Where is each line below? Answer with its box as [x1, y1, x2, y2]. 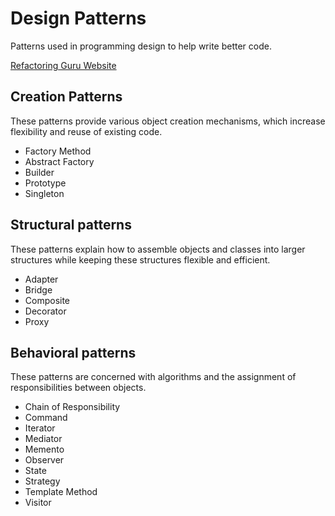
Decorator [24, 305, 67, 317]
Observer [24, 454, 65, 466]
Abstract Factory [24, 155, 95, 167]
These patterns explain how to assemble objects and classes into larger [10, 243, 306, 255]
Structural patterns [10, 217, 132, 234]
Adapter [24, 273, 59, 285]
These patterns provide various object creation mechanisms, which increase [10, 115, 326, 127]
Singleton [24, 187, 65, 199]
